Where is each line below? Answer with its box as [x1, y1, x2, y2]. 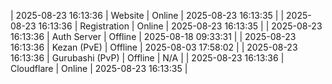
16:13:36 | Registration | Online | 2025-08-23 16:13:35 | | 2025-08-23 [38, 20, 323, 32]
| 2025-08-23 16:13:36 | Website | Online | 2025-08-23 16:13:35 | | [10, 10, 285, 21]
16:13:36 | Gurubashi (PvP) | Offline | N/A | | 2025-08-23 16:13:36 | [10, 52, 285, 64]
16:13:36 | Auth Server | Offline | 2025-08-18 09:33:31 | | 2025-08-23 [10, 31, 297, 42]
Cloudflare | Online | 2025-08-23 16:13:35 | [10, 63, 188, 74]
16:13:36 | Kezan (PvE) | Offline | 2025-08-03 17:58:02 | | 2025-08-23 [10, 41, 298, 53]
